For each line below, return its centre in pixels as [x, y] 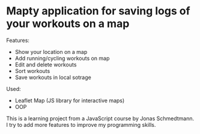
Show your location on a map [51, 51]
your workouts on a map [68, 24]
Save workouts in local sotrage [53, 77]
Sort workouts [32, 71]
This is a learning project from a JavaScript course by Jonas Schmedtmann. [100, 118]
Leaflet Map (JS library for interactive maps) [70, 100]
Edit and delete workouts [46, 65]
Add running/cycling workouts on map [62, 58]
